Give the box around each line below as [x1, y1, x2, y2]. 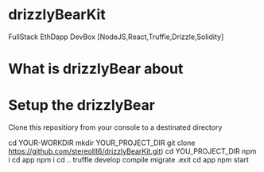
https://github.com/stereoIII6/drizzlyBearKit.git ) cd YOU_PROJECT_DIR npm [8, 147, 257, 156]
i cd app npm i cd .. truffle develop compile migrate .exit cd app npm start [8, 155, 249, 165]
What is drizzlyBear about [8, 60, 184, 78]
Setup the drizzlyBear [8, 96, 155, 115]
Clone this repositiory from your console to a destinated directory [8, 123, 223, 132]
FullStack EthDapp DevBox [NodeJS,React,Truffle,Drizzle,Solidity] [8, 32, 224, 41]
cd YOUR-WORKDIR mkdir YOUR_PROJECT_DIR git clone [8, 138, 196, 148]
